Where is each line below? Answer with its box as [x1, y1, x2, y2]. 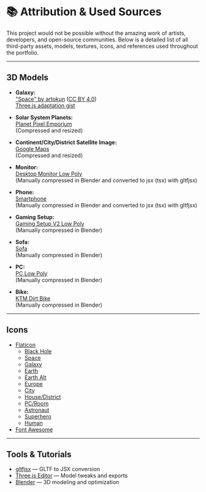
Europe [24, 380, 43, 387]
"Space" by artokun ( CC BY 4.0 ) [15, 95, 97, 102]
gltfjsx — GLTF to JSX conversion [15, 466, 100, 473]
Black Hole [24, 347, 52, 355]
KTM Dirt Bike [15, 294, 51, 302]
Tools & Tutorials [6, 449, 72, 459]
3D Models [6, 72, 49, 83]
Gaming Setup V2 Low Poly [15, 220, 85, 227]
